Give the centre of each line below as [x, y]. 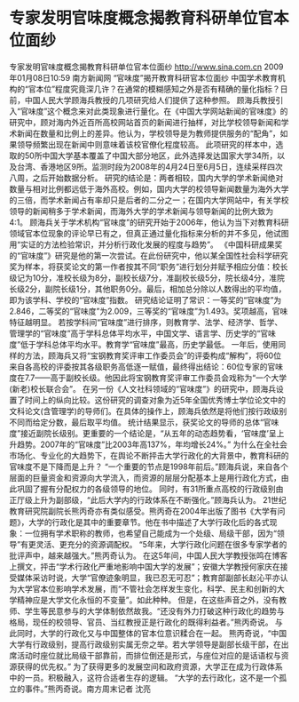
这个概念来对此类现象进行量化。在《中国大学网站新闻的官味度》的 [168, 111]
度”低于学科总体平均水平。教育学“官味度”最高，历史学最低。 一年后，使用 [144, 344]
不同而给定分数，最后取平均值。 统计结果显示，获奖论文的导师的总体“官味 [144, 422]
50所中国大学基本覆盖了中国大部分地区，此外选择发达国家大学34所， [151, 156]
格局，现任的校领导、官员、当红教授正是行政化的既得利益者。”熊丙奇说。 [141, 622]
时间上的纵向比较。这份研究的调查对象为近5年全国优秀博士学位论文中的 [155, 400]
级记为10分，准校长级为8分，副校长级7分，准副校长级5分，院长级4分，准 [143, 277]
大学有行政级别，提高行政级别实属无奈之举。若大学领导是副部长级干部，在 [145, 644]
